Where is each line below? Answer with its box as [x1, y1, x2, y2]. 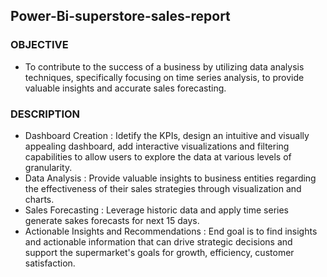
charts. [24, 193, 55, 205]
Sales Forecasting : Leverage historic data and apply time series [24, 204, 289, 216]
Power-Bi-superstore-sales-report [10, 8, 231, 25]
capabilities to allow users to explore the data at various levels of [24, 150, 292, 163]
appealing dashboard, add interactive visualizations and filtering [24, 140, 290, 152]
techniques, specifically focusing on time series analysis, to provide [24, 71, 305, 83]
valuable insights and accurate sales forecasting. [24, 82, 227, 94]
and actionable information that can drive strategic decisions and [24, 235, 293, 248]
